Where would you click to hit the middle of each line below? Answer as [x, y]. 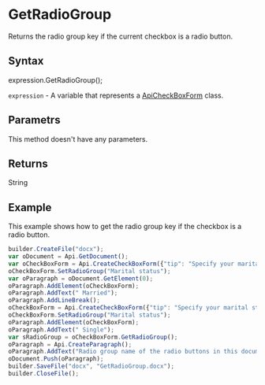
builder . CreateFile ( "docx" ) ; [56, 250]
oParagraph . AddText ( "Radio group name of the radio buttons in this [123, 352]
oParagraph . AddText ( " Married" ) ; [63, 293]
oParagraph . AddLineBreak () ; [54, 301]
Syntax [26, 61]
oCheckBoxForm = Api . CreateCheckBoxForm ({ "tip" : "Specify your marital [128, 308]
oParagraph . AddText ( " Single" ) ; [61, 329]
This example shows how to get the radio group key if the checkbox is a [125, 227]
